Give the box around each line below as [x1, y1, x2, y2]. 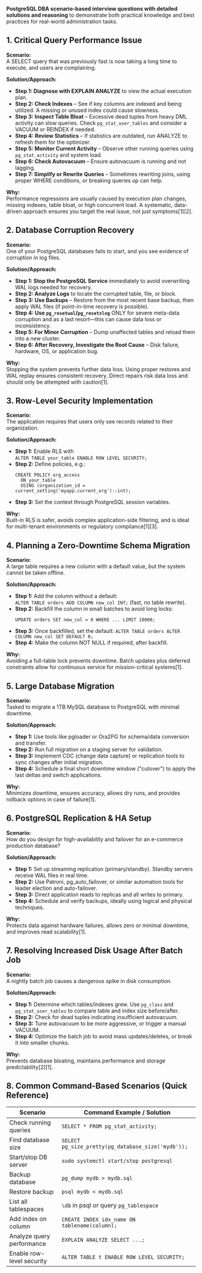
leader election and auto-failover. [14, 884, 97, 892]
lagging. [14, 164, 35, 171]
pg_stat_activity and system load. [14, 151, 102, 158]
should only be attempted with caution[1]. [6, 378, 109, 386]
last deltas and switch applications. [14, 771, 102, 778]
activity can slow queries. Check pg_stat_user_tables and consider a [14, 119, 187, 126]
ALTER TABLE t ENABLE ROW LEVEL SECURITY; [61, 1254, 185, 1260]
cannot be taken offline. [6, 569, 65, 576]
